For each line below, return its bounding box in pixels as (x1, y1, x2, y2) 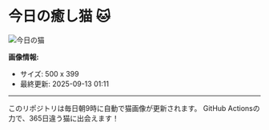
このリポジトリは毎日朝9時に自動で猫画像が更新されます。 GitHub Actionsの (8, 103, 260, 112)
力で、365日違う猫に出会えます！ (8, 113, 120, 123)
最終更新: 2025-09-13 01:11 (19, 79, 110, 89)
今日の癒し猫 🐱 (8, 7, 110, 26)
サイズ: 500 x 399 (19, 69, 79, 78)
